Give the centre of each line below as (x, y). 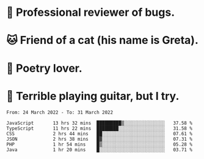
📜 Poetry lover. (44, 68)
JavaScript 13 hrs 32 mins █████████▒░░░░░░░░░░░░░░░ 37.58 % (99, 123)
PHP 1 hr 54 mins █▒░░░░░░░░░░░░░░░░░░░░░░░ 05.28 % (99, 144)
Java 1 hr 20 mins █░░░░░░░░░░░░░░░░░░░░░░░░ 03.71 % (99, 150)
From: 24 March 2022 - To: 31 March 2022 (60, 112)
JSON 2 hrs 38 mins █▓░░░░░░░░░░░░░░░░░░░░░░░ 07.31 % (99, 139)
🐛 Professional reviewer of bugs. (91, 12)
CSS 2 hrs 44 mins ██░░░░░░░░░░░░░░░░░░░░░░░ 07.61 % (99, 133)
